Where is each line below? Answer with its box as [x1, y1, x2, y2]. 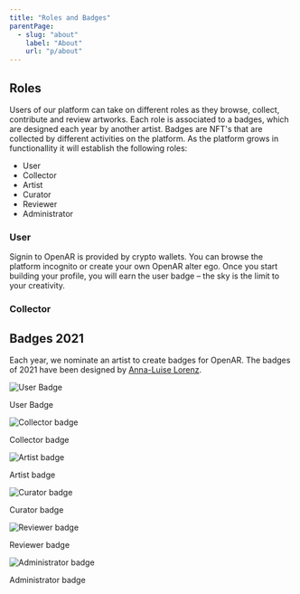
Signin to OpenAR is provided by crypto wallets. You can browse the [9, 251, 264, 262]
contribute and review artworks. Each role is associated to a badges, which [9, 114, 289, 125]
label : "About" [25, 38, 83, 48]
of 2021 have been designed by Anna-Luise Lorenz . [9, 363, 202, 375]
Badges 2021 [9, 331, 84, 346]
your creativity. [9, 280, 66, 291]
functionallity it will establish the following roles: [9, 142, 188, 154]
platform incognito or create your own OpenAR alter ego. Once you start [9, 261, 278, 272]
